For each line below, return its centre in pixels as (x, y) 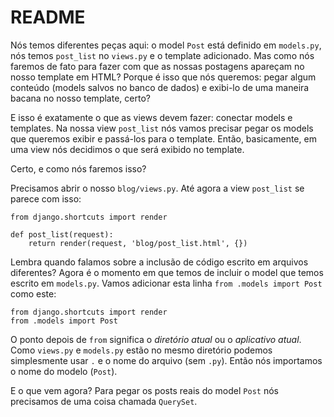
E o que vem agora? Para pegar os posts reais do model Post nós (144, 390)
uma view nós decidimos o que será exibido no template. (127, 149)
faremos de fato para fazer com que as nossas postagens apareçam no (157, 66)
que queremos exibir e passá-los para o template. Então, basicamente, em (163, 138)
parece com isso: (46, 198)
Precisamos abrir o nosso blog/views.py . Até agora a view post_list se (157, 188)
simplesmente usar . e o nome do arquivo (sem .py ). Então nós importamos (166, 360)
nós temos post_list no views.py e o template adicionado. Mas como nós (162, 55)
